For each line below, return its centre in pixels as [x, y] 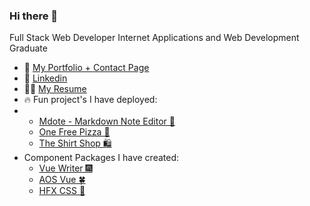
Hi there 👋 [34, 16]
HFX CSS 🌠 [62, 191]
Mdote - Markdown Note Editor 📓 [107, 121]
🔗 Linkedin [45, 78]
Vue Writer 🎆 [65, 168]
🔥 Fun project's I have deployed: [90, 100]
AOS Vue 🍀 [62, 180]
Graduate [28, 48]
